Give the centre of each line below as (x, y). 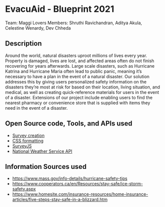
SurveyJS (22, 146)
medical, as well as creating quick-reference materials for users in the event (82, 92)
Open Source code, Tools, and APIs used (69, 124)
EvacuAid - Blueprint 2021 (60, 9)
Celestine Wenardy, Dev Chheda (38, 28)
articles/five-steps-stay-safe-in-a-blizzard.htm (60, 200)
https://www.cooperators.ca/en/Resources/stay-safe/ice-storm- (78, 184)
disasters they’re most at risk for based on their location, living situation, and (82, 87)
